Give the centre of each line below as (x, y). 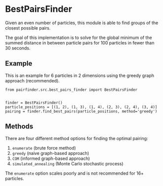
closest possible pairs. (28, 28)
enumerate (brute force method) (44, 148)
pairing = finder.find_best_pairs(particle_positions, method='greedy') (81, 111)
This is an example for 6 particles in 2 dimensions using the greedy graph (80, 75)
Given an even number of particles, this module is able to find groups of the (82, 23)
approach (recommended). (33, 80)
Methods (19, 127)
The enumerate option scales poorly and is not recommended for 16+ (75, 173)
